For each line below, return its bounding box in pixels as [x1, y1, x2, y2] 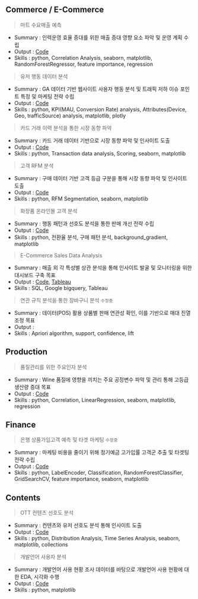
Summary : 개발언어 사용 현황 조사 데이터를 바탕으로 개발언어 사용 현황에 [14, 566, 183, 573]
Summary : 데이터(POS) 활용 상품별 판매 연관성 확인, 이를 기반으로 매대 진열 [14, 309, 191, 316]
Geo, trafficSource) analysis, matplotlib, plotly [14, 112, 126, 119]
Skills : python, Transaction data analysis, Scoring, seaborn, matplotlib [14, 149, 186, 157]
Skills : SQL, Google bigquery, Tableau [14, 284, 108, 291]
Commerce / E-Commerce [5, 5, 104, 15]
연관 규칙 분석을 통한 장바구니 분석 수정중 [20, 297, 113, 304]
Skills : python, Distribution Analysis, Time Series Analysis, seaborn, [14, 535, 180, 542]
